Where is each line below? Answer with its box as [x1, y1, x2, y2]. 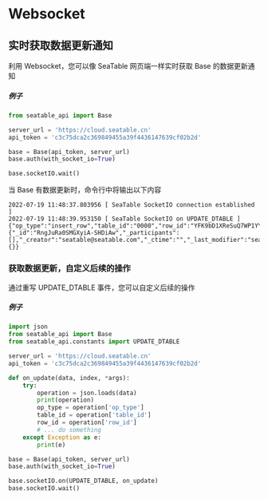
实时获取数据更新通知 [8, 38, 113, 52]
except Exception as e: [22, 433, 102, 442]
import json [8, 323, 48, 331]
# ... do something [37, 426, 102, 434]
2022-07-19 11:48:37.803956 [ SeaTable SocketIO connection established [8, 201, 255, 209]
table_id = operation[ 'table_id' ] [37, 411, 152, 419]
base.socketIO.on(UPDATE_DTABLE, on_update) [8, 477, 159, 485]
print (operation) [37, 396, 94, 404]
